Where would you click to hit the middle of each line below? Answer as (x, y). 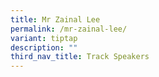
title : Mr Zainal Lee (55, 19)
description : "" (44, 47)
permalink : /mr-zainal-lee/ (69, 29)
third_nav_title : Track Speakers (80, 57)
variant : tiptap (44, 38)
